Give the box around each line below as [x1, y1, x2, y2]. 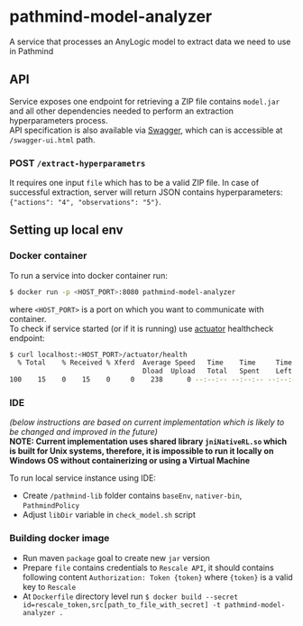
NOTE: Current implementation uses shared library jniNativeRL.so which [9, 436, 288, 447]
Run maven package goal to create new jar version [22, 552, 210, 563]
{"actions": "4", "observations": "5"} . [9, 197, 161, 207]
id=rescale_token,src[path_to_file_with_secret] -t [22, 600, 221, 610]
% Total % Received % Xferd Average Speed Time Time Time [17, 358, 293, 367]
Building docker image [9, 532, 110, 545]
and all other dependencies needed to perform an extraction [9, 106, 234, 116]
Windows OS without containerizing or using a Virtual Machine [9, 456, 251, 466]
